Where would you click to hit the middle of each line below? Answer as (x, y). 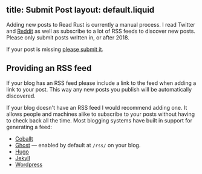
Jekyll (22, 158)
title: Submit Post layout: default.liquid (80, 10)
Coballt (24, 138)
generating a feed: (29, 127)
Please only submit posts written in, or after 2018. (68, 37)
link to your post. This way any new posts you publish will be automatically (99, 89)
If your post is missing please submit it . (55, 49)
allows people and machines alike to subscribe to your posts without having (101, 114)
